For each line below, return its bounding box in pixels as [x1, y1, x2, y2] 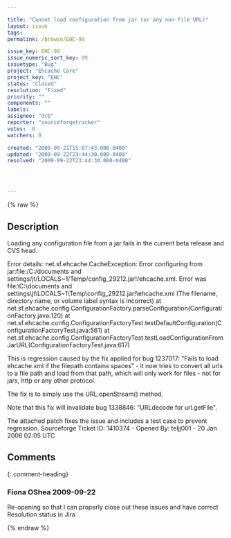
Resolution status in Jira [7, 510, 76, 519]
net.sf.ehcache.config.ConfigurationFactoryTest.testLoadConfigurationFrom [7, 333, 223, 342]
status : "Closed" [7, 80, 57, 87]
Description [7, 220, 59, 232]
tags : [7, 29, 23, 36]
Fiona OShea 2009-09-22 [7, 487, 96, 496]
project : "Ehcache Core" [7, 67, 79, 74]
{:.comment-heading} [7, 469, 69, 478]
